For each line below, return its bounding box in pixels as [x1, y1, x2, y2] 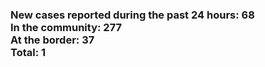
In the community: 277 [10, 20, 122, 34]
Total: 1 [10, 45, 47, 59]
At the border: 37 [10, 33, 95, 47]
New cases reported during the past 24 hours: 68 [10, 8, 255, 22]
